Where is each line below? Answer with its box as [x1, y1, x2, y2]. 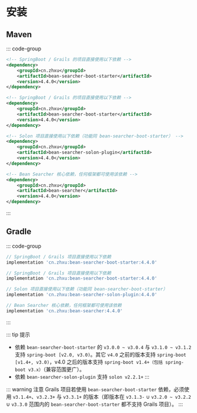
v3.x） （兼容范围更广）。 [28, 366, 85, 373]
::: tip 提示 [6, 331, 31, 338]
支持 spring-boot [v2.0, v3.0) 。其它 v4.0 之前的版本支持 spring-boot [14, 351, 186, 358]
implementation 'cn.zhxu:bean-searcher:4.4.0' [6, 308, 123, 314]
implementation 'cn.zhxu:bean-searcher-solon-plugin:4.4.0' [6, 292, 158, 298]
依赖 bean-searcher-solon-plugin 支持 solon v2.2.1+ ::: [14, 373, 150, 380]
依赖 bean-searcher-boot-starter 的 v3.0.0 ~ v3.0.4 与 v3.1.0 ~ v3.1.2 [14, 343, 192, 350]
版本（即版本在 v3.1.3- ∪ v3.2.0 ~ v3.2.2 [88, 393, 191, 400]
